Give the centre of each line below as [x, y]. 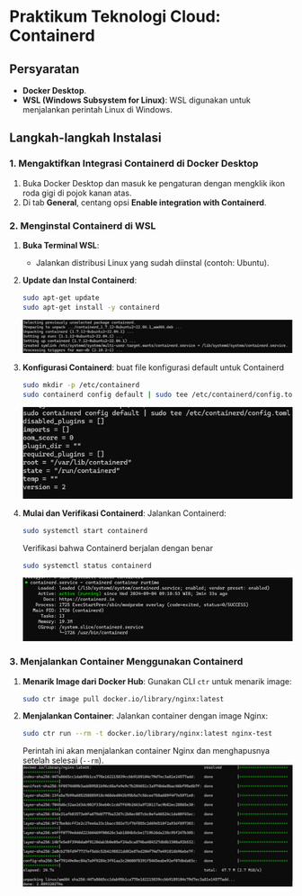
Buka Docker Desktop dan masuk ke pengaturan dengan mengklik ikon [154, 183]
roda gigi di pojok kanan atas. [77, 193]
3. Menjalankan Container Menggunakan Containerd [126, 662]
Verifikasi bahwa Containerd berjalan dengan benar [118, 548]
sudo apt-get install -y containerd [91, 307]
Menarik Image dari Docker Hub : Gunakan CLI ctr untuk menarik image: [157, 681]
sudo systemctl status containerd [87, 566]
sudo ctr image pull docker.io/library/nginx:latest [123, 699]
